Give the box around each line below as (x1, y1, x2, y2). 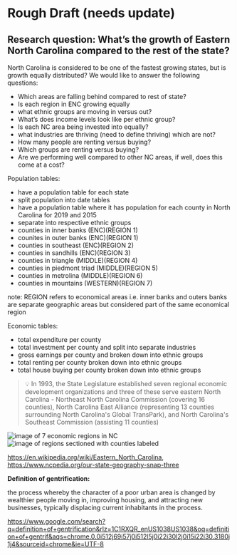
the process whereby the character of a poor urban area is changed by (7, 488, 216, 497)
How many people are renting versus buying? (17, 138, 152, 146)
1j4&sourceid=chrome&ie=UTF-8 (7, 540, 105, 548)
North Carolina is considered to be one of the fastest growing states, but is (7, 63, 226, 72)
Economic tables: (7, 322, 58, 330)
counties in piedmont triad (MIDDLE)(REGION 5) (17, 264, 159, 272)
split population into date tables (17, 196, 110, 204)
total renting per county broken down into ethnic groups (17, 358, 182, 366)
